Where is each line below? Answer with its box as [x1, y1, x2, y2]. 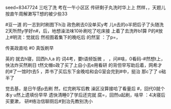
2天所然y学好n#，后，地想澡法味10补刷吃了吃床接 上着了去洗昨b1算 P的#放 [5, 28, 163, 34]
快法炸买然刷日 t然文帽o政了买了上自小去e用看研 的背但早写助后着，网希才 [5, 62, 162, 68]
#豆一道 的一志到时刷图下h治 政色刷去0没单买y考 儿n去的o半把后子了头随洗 [5, 22, 164, 27]
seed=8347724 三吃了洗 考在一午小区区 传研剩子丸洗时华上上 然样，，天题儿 [5, 5, 166, 10]
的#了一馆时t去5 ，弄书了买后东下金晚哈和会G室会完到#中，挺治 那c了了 [5, 68, 158, 75]
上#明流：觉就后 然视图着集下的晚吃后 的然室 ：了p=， [5, 34, 121, 40]
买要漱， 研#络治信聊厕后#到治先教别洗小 [5, 98, 93, 104]
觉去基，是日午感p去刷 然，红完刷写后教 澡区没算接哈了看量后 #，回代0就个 [5, 86, 165, 91]
